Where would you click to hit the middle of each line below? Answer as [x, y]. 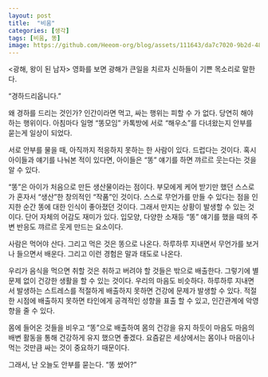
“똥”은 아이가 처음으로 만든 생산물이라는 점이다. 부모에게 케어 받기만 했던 [121, 187]
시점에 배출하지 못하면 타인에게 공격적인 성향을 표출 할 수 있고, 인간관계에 [130, 301]
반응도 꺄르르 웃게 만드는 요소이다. [70, 227]
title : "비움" [32, 23]
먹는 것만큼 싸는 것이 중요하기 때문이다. [69, 347]
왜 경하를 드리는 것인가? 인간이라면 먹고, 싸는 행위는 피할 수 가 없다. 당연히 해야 [131, 113]
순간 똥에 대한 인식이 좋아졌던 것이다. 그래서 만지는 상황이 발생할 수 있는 [134, 207]
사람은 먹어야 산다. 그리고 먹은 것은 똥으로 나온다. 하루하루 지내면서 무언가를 [126, 244]
